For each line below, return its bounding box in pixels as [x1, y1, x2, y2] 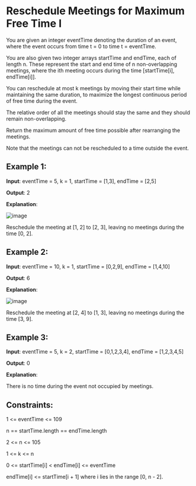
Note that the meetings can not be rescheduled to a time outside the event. [6, 144, 189, 152]
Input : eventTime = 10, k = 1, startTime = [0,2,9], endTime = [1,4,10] [6, 263, 171, 270]
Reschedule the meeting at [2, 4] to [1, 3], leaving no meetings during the [6, 309, 185, 316]
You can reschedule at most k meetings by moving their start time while [6, 84, 181, 91]
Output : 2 [6, 189, 30, 196]
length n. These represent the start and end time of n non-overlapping [6, 61, 178, 68]
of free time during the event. [6, 97, 78, 105]
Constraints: [6, 400, 53, 410]
